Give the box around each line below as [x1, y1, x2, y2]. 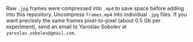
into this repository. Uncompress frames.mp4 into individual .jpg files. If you [6, 11, 187, 18]
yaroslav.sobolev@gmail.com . [6, 29, 76, 36]
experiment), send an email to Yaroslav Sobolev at [6, 23, 127, 30]
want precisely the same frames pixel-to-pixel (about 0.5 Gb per [6, 17, 161, 24]
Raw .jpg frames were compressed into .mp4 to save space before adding [6, 5, 184, 12]
